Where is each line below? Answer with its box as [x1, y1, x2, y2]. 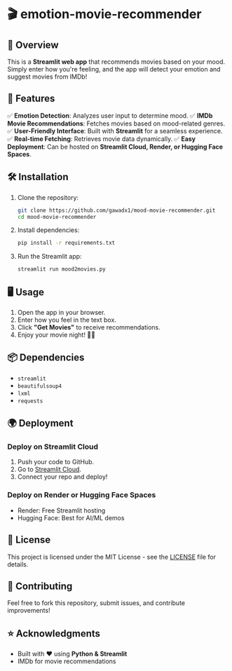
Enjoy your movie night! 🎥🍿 [17, 330, 96, 339]
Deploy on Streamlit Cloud [7, 442, 98, 452]
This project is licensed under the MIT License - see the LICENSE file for [7, 553, 216, 561]
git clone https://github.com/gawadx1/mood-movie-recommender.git [17, 207, 216, 214]
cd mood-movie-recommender [17, 213, 97, 220]
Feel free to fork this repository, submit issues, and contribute [7, 599, 186, 607]
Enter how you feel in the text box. [17, 316, 117, 324]
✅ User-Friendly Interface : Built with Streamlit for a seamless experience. [7, 126, 223, 135]
